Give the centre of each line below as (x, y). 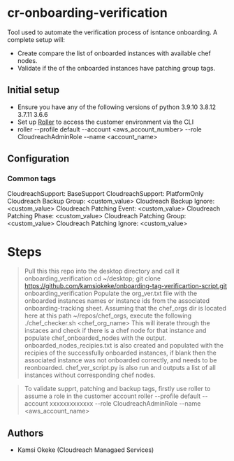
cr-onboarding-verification (87, 13)
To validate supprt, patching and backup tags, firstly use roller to (117, 389)
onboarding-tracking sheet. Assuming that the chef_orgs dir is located (125, 308)
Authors (25, 433)
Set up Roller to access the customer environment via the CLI (105, 122)
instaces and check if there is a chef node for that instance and (115, 331)
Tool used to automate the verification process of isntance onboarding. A (112, 32)
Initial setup (34, 90)
